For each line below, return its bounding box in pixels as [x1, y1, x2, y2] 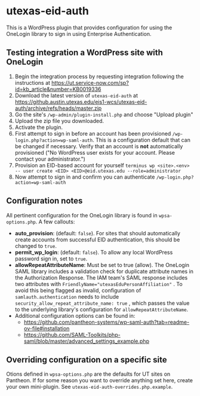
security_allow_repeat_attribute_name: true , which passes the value [14, 299, 190, 306]
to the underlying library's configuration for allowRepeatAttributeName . [14, 306, 189, 313]
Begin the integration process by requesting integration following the [14, 73, 184, 80]
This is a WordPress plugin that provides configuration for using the [6, 24, 173, 31]
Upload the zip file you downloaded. [14, 117, 104, 124]
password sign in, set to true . [14, 255, 88, 262]
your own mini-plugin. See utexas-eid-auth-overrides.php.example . [6, 383, 173, 391]
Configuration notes [6, 196, 83, 206]
